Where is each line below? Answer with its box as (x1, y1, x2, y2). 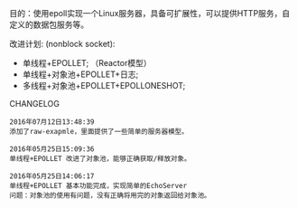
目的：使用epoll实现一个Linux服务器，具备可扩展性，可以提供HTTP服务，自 (9, 8, 291, 18)
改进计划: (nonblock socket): (9, 39, 116, 49)
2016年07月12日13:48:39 (9, 118, 95, 127)
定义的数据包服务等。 (9, 19, 88, 30)
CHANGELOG (9, 99, 61, 109)
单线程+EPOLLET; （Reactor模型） (22, 58, 152, 68)
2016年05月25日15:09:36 (9, 145, 95, 154)
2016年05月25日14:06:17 (9, 172, 95, 181)
